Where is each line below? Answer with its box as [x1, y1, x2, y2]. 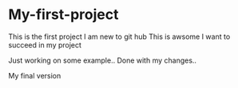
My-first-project [8, 6, 119, 24]
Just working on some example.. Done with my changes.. [8, 55, 197, 65]
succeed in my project [8, 40, 82, 49]
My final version [8, 71, 61, 80]
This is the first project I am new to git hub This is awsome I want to [8, 32, 231, 41]
